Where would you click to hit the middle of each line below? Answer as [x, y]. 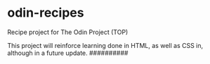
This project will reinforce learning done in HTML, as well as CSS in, [105, 45]
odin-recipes [46, 13]
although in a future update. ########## [68, 53]
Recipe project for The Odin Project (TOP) [68, 32]
